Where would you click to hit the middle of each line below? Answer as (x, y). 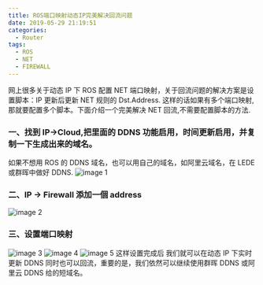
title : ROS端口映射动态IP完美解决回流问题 (70, 15)
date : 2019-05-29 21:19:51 (52, 23)
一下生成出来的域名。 (56, 144)
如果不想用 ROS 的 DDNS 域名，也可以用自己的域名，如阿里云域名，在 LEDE (131, 163)
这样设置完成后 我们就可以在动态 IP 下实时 (183, 253)
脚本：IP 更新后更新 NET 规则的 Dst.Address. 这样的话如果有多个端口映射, (134, 100)
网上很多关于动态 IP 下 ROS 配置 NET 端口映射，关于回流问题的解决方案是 (128, 90)
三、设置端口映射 (41, 235)
